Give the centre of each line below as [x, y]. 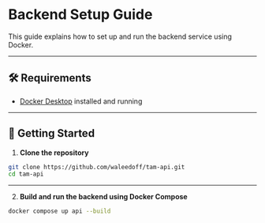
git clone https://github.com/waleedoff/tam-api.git [97, 167]
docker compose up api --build [60, 211]
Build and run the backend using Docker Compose [103, 197]
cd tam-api [26, 174]
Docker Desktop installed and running [81, 101]
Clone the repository [54, 153]
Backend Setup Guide [80, 15]
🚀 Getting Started [52, 133]
